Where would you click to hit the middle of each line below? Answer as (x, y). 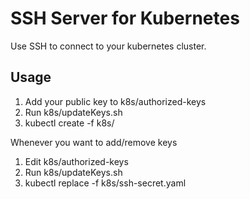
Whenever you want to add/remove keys (94, 142)
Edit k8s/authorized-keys (76, 161)
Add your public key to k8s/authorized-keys (115, 101)
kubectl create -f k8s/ (69, 123)
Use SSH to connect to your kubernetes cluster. (108, 46)
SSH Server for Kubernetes (125, 18)
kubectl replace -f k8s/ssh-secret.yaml (105, 183)
